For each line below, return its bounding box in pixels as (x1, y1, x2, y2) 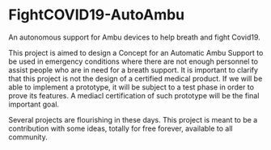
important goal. (8, 99, 59, 109)
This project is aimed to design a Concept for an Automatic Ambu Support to (8, 48, 264, 57)
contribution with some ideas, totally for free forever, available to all (8, 123, 233, 133)
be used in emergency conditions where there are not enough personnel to (8, 56, 259, 66)
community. (8, 131, 48, 142)
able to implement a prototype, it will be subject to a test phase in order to (8, 82, 255, 92)
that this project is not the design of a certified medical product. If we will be (8, 73, 263, 83)
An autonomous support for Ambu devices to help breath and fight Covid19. (8, 32, 260, 42)
